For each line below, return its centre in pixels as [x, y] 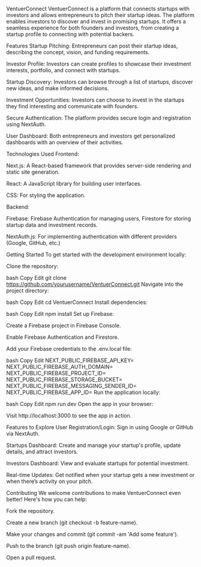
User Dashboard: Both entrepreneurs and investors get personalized [91, 136]
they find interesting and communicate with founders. [73, 106]
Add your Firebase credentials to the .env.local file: [69, 349]
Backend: [18, 207]
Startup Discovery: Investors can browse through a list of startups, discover [100, 82]
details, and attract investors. [42, 452]
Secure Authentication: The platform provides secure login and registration [99, 118]
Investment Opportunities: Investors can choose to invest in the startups [95, 100]
